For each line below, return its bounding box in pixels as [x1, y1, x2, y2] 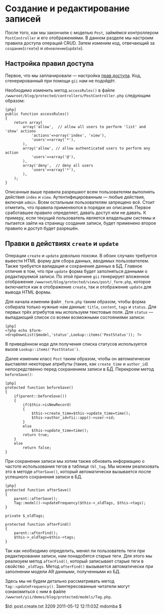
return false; [23, 445, 52, 450]
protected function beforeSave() [5, 385, 74, 390]
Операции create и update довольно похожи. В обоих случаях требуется [5, 252, 157, 258]
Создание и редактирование [5, 3, 130, 14]
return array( [14, 120, 43, 125]
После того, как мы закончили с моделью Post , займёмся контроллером [5, 29, 159, 35]
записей [5, 13, 41, 25]
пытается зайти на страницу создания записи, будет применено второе [5, 220, 156, 226]
